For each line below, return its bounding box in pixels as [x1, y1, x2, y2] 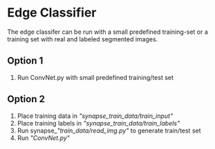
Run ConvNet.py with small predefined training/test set [17, 73, 174, 81]
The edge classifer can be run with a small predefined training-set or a [7, 28, 209, 36]
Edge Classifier [7, 5, 97, 21]
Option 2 [7, 93, 45, 105]
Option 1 [7, 55, 44, 67]
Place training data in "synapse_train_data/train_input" [17, 112, 174, 120]
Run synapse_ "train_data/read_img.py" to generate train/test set [17, 126, 202, 135]
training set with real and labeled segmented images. [7, 34, 158, 43]
